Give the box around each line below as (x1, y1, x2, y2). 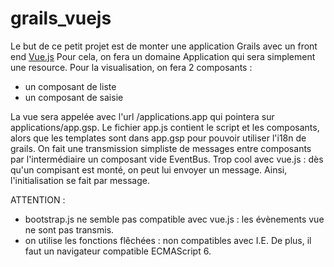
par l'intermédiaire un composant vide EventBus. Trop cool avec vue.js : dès (10, 153, 324, 165)
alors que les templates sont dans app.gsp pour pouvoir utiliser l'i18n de (10, 132, 307, 144)
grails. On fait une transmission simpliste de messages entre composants (10, 142, 312, 154)
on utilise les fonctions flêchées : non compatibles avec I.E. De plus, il (24, 234, 312, 246)
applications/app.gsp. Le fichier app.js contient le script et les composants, (10, 121, 320, 133)
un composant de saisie (24, 91, 124, 103)
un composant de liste (24, 80, 117, 92)
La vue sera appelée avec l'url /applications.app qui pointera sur (10, 110, 275, 122)
